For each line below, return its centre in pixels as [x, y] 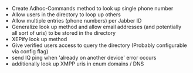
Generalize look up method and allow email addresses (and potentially [97, 27]
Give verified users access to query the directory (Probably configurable [99, 45]
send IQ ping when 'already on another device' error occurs [84, 58]
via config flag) [30, 51]
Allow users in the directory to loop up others [66, 14]
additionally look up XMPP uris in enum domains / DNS [78, 64]
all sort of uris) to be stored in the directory [64, 33]
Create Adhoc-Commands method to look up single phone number [92, 8]
